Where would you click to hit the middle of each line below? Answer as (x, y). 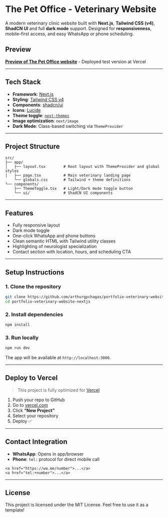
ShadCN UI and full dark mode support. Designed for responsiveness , (78, 28)
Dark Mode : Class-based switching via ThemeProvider (68, 126)
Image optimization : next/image (45, 121)
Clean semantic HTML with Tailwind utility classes (64, 241)
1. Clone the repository (33, 287)
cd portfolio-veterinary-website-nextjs (48, 302)
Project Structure (32, 146)
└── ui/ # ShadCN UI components (63, 193)
